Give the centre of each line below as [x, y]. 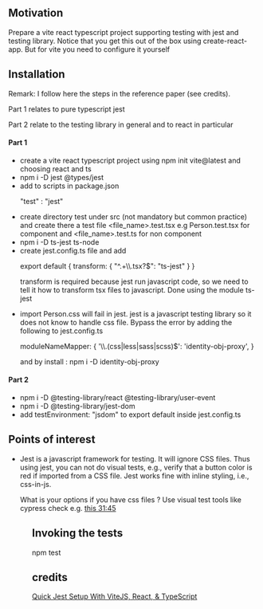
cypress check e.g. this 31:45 [68, 508]
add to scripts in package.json [69, 186]
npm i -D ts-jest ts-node [59, 242]
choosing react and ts [55, 169]
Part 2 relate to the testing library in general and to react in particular [121, 124]
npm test [46, 552]
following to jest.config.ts [61, 331]
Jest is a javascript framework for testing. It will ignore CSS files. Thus [135, 458]
